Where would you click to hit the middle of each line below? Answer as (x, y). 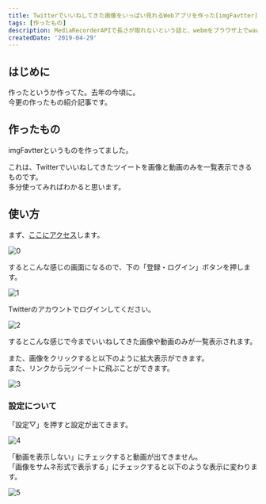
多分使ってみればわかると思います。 (66, 186)
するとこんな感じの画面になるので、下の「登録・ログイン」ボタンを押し (126, 267)
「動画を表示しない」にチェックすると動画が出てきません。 (105, 456)
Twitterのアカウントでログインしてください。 (82, 309)
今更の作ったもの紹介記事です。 (60, 102)
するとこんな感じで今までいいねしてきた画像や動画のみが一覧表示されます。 (133, 341)
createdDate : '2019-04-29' (53, 38)
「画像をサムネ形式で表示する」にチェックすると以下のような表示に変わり (129, 466)
